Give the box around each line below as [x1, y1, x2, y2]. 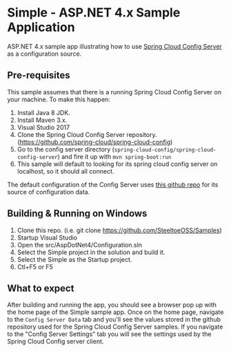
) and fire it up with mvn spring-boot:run [57, 152, 172, 161]
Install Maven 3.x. [17, 116, 68, 124]
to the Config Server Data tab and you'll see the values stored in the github [7, 315, 221, 324]
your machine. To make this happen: [7, 95, 110, 103]
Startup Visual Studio [17, 233, 78, 242]
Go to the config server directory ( [17, 145, 115, 153]
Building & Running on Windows [7, 208, 148, 220]
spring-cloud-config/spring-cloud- [114, 146, 217, 153]
